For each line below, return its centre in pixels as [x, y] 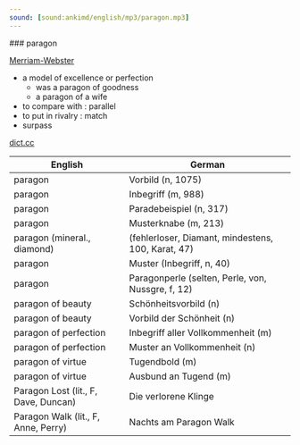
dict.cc [22, 142]
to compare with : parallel [69, 106]
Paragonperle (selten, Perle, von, [198, 278]
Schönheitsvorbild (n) [175, 303]
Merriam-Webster [42, 60]
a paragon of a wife [71, 97]
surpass [37, 125]
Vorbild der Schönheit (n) [182, 318]
